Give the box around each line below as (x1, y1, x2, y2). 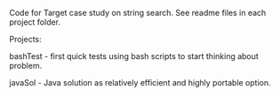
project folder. (9, 17, 60, 27)
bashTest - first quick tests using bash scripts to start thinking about (9, 51, 260, 61)
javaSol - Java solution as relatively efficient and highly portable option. (9, 78, 271, 87)
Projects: (9, 34, 42, 44)
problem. (9, 61, 43, 71)
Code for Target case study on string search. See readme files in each (9, 8, 267, 18)
